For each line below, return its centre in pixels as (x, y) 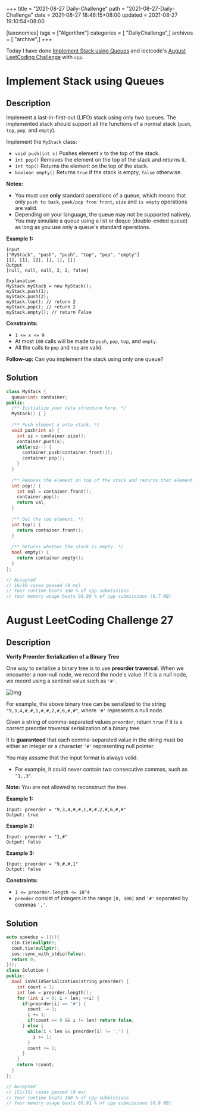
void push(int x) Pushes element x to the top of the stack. (87, 153)
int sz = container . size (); (51, 436)
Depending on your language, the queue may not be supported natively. (103, 214)
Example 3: (20, 853)
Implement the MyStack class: (42, 142)
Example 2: (20, 826)
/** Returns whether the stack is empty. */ (68, 547)
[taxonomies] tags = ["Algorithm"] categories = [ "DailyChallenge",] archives (100, 33)
